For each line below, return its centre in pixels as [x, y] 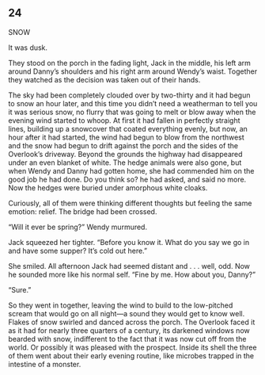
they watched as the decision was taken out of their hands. [104, 79]
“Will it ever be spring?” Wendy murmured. [78, 227]
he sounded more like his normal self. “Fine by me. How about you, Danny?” [132, 274]
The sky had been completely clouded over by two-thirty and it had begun [129, 95]
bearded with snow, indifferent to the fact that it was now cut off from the [127, 339]
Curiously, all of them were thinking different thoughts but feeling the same [130, 203]
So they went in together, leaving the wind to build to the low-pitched [121, 305]
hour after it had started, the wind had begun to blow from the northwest [127, 137]
